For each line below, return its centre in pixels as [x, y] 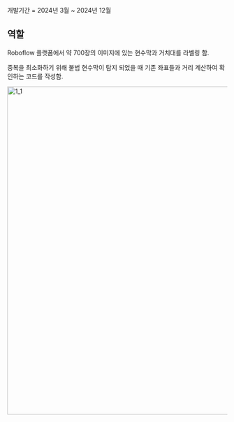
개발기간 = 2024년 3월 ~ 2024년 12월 [59, 10]
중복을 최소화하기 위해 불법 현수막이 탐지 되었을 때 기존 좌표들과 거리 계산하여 [112, 67]
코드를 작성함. [44, 76]
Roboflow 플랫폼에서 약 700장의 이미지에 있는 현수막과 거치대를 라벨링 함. [108, 52]
